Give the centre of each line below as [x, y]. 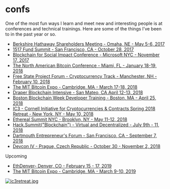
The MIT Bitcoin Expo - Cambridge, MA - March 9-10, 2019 [74, 171]
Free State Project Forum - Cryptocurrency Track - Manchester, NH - [85, 76]
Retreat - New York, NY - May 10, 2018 [53, 114]
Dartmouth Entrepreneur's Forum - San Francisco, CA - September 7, [85, 135]
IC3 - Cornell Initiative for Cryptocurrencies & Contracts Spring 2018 [84, 108]
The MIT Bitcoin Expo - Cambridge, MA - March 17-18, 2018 [75, 87]
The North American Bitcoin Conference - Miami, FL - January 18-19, [84, 65]
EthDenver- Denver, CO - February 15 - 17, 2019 [62, 166]
